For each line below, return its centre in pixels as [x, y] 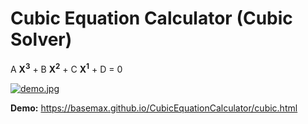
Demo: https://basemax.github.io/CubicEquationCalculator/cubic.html [154, 108]
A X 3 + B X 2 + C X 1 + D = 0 [66, 68]
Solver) [41, 39]
